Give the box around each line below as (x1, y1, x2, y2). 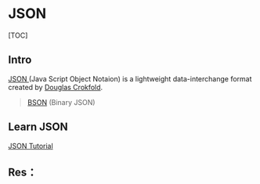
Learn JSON (8, 121, 68, 134)
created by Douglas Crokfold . (8, 82, 103, 92)
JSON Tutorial (8, 141, 53, 150)
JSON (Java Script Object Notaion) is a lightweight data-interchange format (8, 74, 252, 83)
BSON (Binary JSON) (27, 97, 96, 106)
